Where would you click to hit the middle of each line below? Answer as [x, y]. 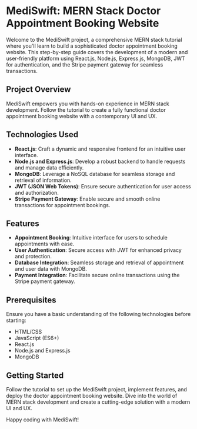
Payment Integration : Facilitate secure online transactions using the [97, 275]
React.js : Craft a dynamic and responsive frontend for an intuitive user [100, 149]
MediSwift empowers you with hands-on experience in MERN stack [88, 104]
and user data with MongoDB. [51, 269]
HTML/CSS [28, 332]
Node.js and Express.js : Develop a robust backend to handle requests [100, 161]
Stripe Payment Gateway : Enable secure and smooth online [87, 199]
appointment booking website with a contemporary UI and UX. [82, 116]
